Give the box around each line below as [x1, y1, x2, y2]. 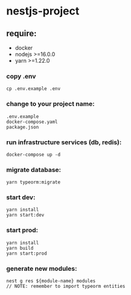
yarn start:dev [6, 212, 45, 218]
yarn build [6, 245, 34, 251]
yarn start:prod [6, 250, 47, 256]
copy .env [6, 72, 36, 80]
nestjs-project [6, 4, 80, 18]
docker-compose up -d [6, 151, 61, 157]
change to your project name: [6, 100, 95, 108]
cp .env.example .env [6, 86, 61, 92]
